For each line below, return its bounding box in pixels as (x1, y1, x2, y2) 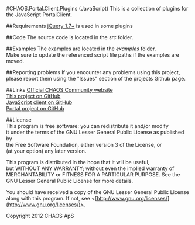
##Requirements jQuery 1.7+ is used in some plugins (6, 23, 133, 29)
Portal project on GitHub (6, 105, 64, 112)
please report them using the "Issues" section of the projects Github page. (6, 75, 186, 82)
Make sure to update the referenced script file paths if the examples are (6, 51, 180, 58)
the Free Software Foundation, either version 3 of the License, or (6, 141, 162, 148)
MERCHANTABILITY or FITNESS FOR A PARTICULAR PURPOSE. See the (6, 171, 180, 178)
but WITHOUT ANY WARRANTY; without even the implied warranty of (6, 165, 175, 172)
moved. (6, 58, 25, 64)
